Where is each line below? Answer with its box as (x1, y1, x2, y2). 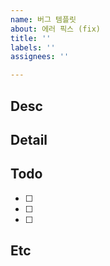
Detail (10, 131, 48, 148)
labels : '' (10, 42, 56, 53)
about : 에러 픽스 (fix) (10, 24, 101, 34)
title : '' (10, 33, 52, 43)
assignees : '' (10, 52, 70, 62)
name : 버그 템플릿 (10, 14, 77, 25)
